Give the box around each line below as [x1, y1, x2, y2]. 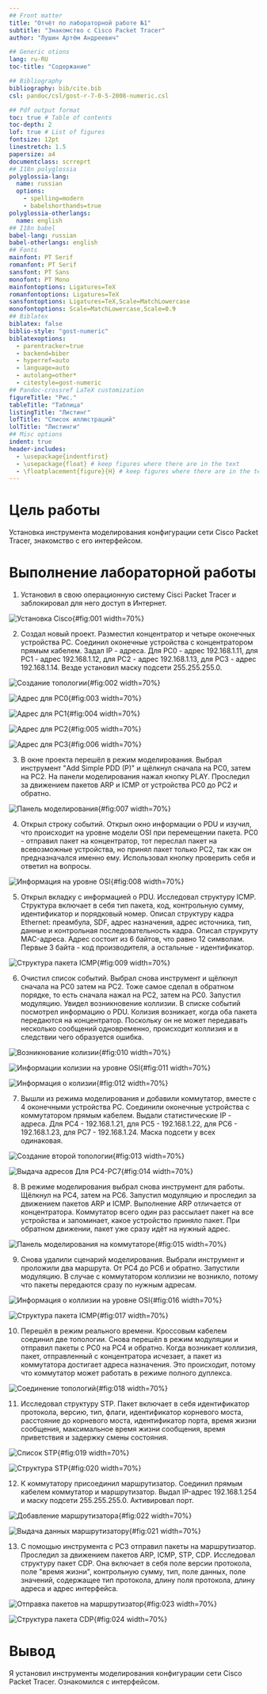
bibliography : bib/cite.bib [9, 84, 102, 92]
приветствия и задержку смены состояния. [20, 1432, 169, 1443]
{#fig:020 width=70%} [67, 1463, 142, 1473]
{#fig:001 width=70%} [71, 614, 145, 623]
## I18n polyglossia [9, 165, 78, 173]
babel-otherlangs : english [9, 239, 98, 247]
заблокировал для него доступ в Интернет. [20, 598, 167, 608]
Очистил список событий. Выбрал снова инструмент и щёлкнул [20, 973, 238, 983]
